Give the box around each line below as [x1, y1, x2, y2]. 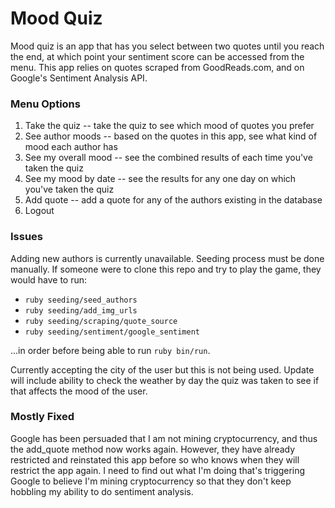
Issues [10, 230, 44, 244]
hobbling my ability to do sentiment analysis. [10, 485, 194, 497]
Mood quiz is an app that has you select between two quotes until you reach [10, 40, 325, 52]
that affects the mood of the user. [10, 385, 148, 397]
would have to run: [10, 273, 88, 286]
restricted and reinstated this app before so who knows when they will [10, 453, 300, 466]
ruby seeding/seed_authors [24, 295, 138, 305]
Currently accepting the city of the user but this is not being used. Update [10, 363, 315, 376]
